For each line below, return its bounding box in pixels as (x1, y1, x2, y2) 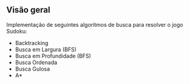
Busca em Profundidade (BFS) (15, 52, 91, 60)
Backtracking (15, 39, 49, 46)
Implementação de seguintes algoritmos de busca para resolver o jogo (6, 21, 184, 28)
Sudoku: (6, 27, 27, 35)
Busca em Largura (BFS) (15, 46, 77, 53)
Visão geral (6, 5, 50, 15)
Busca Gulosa (15, 65, 50, 72)
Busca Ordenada (15, 58, 58, 66)
